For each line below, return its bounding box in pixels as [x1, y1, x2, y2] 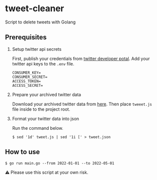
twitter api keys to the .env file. [12, 60, 75, 66]
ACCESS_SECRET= [12, 83, 43, 88]
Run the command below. [12, 125, 63, 131]
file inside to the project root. [12, 106, 71, 112]
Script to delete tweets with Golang [5, 19, 76, 25]
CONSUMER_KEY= [12, 70, 41, 75]
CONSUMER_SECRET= [12, 74, 48, 80]
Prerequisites [5, 33, 47, 41]
